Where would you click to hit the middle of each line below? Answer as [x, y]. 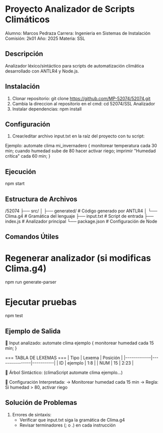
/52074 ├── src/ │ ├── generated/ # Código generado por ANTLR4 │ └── [81, 211]
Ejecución [21, 172]
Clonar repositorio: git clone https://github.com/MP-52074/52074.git [81, 98]
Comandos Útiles [32, 237]
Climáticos [27, 19]
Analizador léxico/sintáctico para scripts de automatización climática [75, 66]
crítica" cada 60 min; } [28, 156]
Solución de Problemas [41, 403]
